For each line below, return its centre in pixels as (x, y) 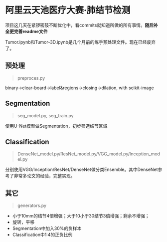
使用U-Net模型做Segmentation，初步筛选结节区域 (56, 126)
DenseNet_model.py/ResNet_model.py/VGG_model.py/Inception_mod (89, 154)
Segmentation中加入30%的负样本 (47, 228)
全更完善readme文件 (26, 31)
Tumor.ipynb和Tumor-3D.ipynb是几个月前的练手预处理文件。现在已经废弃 (81, 42)
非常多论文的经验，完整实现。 (44, 176)
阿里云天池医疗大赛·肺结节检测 (68, 10)
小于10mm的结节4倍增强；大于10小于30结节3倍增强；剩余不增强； (81, 216)
